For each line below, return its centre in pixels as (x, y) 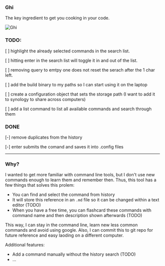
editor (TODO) (27, 205)
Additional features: (25, 245)
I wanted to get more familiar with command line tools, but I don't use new (80, 175)
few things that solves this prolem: (40, 185)
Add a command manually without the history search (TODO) (74, 254)
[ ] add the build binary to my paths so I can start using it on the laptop (76, 84)
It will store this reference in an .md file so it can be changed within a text (86, 200)
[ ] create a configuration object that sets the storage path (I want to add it (80, 94)
